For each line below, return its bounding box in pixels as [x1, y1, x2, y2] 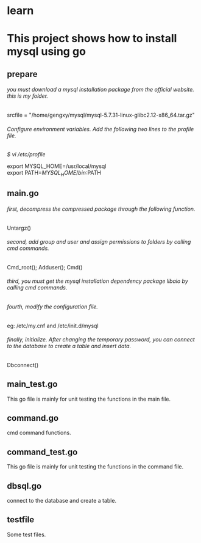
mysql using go [7, 45, 86, 59]
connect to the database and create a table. [7, 497, 117, 505]
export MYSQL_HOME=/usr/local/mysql [7, 162, 107, 170]
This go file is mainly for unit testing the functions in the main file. [7, 395, 171, 403]
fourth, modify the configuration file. [7, 303, 98, 310]
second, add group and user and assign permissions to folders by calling [7, 238, 191, 246]
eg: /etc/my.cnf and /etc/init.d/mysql [7, 322, 99, 329]
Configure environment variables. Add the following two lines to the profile [7, 125, 194, 133]
